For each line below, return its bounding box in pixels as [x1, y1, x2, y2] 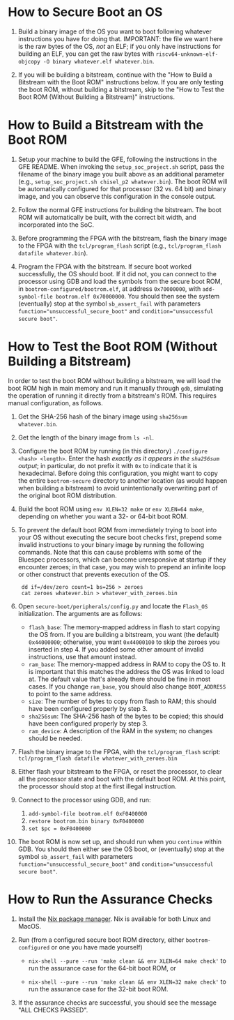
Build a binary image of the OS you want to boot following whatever [17, 27, 212, 36]
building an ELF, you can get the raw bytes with [17, 50, 155, 58]
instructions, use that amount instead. [28, 652, 137, 661]
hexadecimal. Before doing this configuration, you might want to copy [17, 469, 218, 477]
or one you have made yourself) [51, 943, 143, 951]
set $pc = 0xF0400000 [28, 825, 91, 832]
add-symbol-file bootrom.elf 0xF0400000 [28, 810, 148, 817]
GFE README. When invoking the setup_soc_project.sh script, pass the [17, 162, 225, 171]
